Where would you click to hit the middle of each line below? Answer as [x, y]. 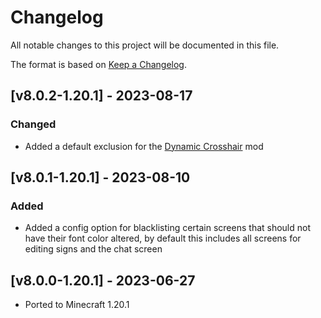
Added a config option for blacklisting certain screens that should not [168, 228]
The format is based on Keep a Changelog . [98, 64]
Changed [33, 124]
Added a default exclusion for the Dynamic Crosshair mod [144, 146]
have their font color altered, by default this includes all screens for [163, 238]
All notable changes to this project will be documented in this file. [145, 45]
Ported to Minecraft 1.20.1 [77, 305]
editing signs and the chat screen [93, 249]
